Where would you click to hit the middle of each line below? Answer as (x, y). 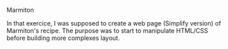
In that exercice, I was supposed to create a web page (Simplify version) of (114, 23)
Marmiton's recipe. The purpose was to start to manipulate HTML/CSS (107, 31)
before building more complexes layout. (63, 38)
